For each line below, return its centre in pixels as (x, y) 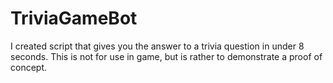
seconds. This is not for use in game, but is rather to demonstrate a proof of (166, 56)
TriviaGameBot (74, 18)
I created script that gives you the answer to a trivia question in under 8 (157, 46)
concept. (29, 67)
